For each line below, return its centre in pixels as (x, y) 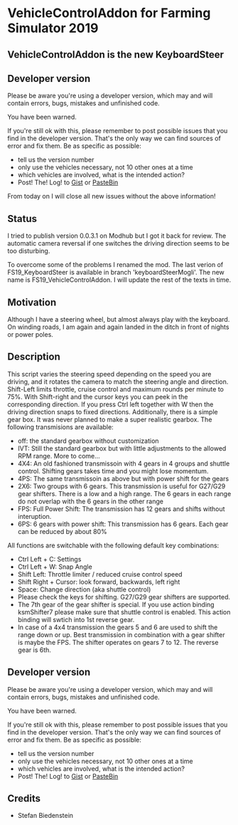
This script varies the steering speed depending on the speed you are (109, 374)
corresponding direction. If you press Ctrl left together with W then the (110, 404)
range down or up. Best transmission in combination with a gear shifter (121, 634)
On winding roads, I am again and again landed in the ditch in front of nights (118, 327)
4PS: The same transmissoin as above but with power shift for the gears (123, 478)
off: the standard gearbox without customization (88, 441)
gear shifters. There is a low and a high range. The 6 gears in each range (124, 493)
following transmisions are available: (60, 427)
